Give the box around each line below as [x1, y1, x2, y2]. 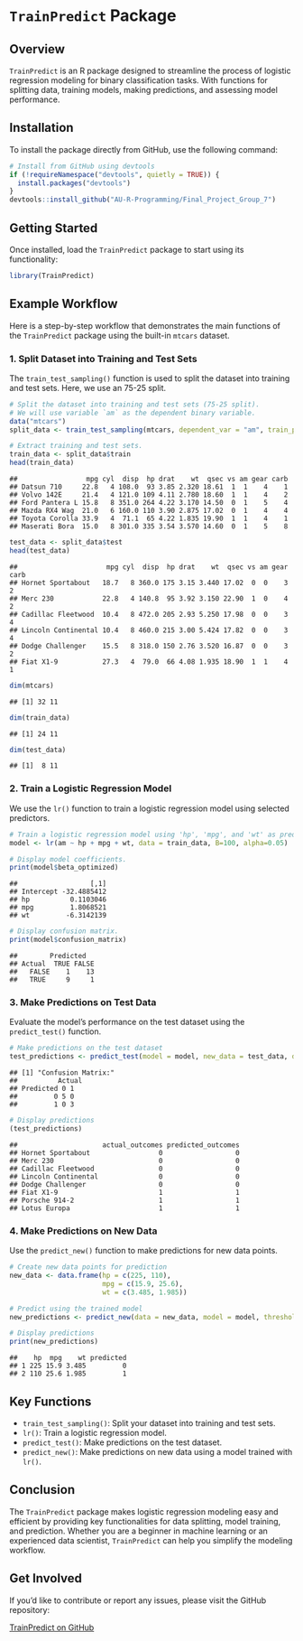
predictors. [9, 812, 50, 823]
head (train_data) [9, 458, 75, 468]
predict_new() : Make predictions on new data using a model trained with [22, 1446, 293, 1457]
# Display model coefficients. [9, 854, 127, 863]
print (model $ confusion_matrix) [9, 936, 127, 945]
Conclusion [9, 1482, 76, 1497]
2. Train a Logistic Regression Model [9, 782, 172, 795]
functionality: [9, 254, 59, 265]
